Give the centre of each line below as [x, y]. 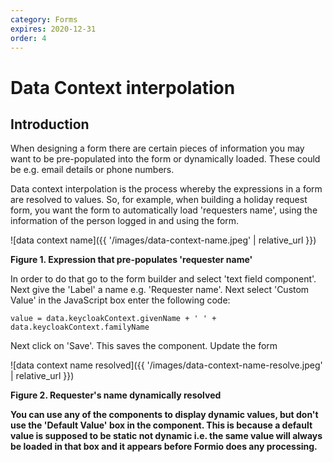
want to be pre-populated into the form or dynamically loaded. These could [165, 159]
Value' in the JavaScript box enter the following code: [120, 300]
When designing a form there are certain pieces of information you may [157, 148]
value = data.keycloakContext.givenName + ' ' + [113, 319]
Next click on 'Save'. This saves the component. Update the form [144, 346]
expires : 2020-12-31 [53, 29]
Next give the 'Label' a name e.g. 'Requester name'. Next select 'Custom [160, 290]
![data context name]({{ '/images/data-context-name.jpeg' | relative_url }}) [163, 240]
